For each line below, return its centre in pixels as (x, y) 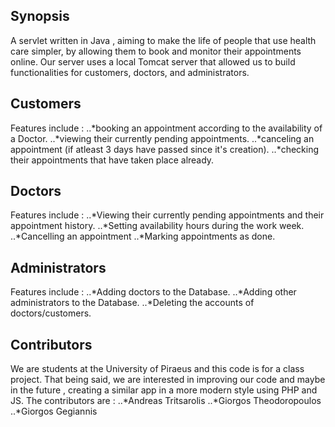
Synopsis (40, 16)
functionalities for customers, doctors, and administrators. (130, 72)
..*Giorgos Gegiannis (54, 411)
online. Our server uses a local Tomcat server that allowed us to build (153, 61)
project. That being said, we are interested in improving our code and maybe (168, 380)
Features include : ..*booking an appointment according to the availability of (166, 128)
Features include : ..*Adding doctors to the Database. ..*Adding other (153, 292)
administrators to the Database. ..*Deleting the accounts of (132, 303)
